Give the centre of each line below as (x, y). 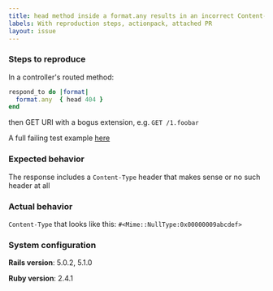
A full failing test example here (59, 138)
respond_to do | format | (49, 92)
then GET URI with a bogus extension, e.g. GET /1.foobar (104, 122)
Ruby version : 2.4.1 (41, 278)
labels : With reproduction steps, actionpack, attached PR (110, 24)
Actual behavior (41, 206)
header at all (29, 185)
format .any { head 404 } (60, 99)
